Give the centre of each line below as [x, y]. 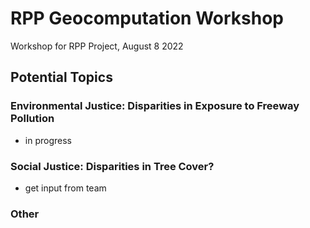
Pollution [32, 119]
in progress [48, 140]
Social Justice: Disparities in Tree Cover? [112, 166]
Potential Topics [61, 77]
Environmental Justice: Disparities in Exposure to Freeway [155, 106]
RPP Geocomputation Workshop [147, 18]
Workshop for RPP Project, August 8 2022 [97, 46]
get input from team [65, 188]
